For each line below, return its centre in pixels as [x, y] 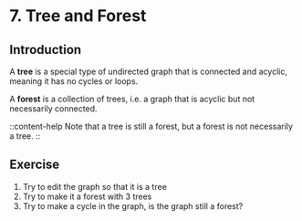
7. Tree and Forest [78, 16]
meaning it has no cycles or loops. [74, 81]
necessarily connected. [53, 109]
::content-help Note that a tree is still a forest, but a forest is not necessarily [151, 126]
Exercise [35, 165]
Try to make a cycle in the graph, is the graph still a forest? [133, 205]
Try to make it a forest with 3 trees [87, 196]
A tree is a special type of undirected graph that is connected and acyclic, [148, 71]
